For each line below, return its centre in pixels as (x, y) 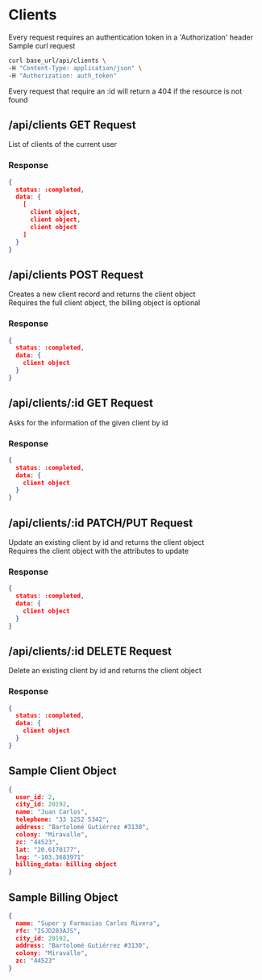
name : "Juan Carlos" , (52, 812)
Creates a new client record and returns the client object (102, 294)
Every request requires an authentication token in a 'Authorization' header (131, 37)
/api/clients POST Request (76, 275)
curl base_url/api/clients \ (57, 61)
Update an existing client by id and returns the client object (106, 542)
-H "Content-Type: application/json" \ (75, 68)
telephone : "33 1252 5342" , (63, 820)
